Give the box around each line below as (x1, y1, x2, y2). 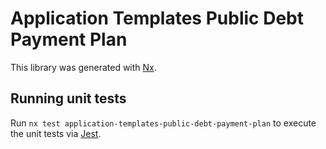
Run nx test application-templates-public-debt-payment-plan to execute (10, 117, 317, 129)
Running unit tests (10, 90, 127, 107)
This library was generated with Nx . (10, 61, 157, 73)
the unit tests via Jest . (10, 127, 102, 139)
